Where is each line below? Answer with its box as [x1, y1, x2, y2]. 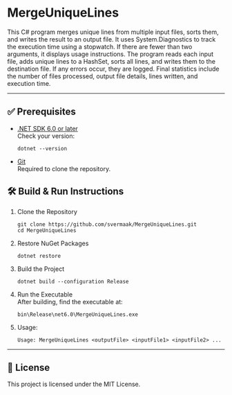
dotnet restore [17, 252, 61, 259]
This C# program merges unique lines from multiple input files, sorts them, [7, 28, 219, 36]
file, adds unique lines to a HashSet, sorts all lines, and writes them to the [7, 57, 216, 65]
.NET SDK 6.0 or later [17, 124, 78, 132]
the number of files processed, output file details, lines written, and [7, 71, 198, 80]
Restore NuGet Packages [17, 239, 89, 247]
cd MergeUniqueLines [17, 227, 77, 234]
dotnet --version [17, 145, 68, 152]
